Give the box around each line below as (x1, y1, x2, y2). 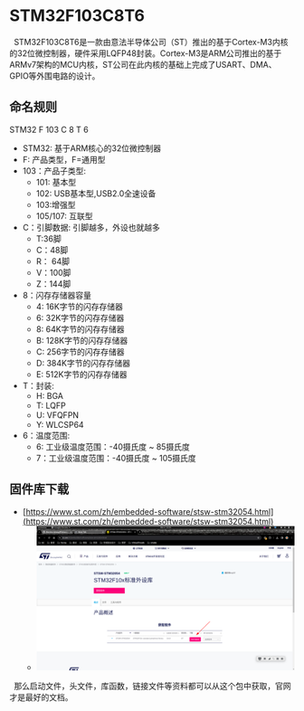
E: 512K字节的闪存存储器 (35, 368, 128, 380)
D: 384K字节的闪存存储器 (35, 357, 131, 368)
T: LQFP (35, 400, 66, 411)
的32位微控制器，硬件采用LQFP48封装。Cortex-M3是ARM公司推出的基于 (9, 47, 282, 59)
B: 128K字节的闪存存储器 (35, 335, 128, 346)
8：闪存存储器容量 (22, 289, 92, 300)
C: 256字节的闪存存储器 (35, 346, 125, 357)
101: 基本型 (35, 176, 77, 187)
